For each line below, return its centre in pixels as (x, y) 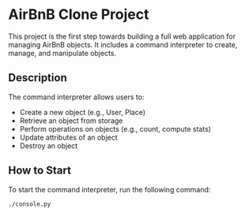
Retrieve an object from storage (71, 121)
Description (38, 78)
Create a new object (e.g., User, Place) (83, 112)
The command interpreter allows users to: (76, 97)
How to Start (40, 171)
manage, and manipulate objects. (62, 53)
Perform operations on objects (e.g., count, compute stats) (115, 128)
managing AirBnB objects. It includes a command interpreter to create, (123, 44)
